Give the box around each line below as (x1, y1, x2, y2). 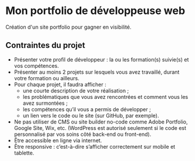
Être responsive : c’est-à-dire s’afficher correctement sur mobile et (14, 143, 176, 150)
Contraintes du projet (5, 40, 86, 50)
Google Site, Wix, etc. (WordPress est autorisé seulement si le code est (14, 124, 186, 131)
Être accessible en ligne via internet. (14, 136, 102, 144)
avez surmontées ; (22, 100, 68, 107)
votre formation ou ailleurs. (14, 74, 80, 81)
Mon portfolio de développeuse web (5, 4, 186, 18)
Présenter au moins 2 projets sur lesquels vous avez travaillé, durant (14, 68, 180, 76)
